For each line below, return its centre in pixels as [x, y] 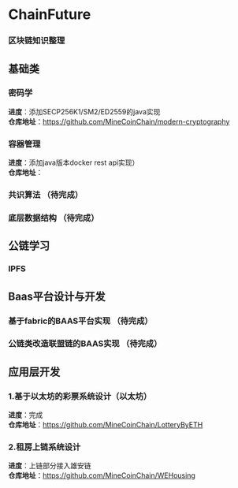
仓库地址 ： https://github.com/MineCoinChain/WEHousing [102, 475]
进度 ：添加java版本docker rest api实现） [74, 162]
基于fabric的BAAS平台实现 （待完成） [80, 321]
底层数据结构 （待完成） [54, 218]
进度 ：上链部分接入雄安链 [50, 466]
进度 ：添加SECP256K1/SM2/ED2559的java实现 [84, 111]
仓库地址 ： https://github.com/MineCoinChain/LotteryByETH [106, 425]
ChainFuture [50, 15]
